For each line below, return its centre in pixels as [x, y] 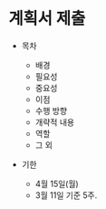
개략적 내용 [54, 122]
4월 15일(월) [57, 183]
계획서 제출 [47, 19]
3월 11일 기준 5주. [66, 195]
